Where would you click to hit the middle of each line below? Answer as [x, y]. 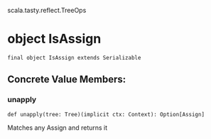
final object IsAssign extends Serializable [74, 57]
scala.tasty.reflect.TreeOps [47, 10]
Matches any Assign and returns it [58, 128]
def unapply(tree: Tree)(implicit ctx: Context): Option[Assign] [106, 114]
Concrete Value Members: [67, 80]
